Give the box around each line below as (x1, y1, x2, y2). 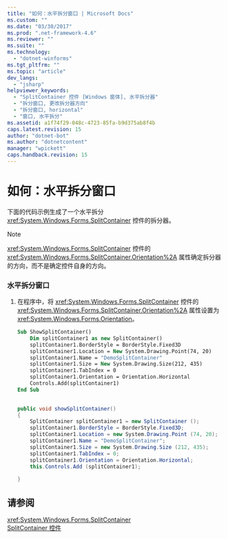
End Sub (17, 386, 39, 393)
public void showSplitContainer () (17, 405, 116, 412)
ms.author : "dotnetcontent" (7, 139, 88, 146)
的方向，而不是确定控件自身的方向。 (7, 261, 110, 269)
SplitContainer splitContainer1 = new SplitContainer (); (30, 418, 200, 425)
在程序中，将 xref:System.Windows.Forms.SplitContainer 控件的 (17, 298, 199, 306)
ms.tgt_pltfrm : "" (7, 62, 60, 68)
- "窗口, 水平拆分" (13, 113, 63, 120)
